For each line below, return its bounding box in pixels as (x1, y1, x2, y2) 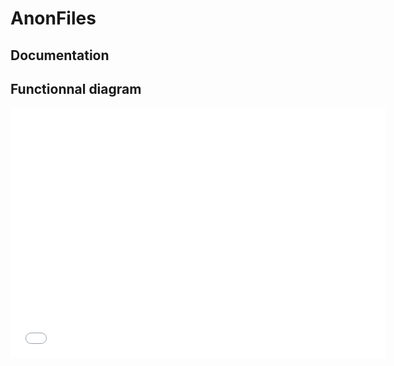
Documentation (10, 47, 110, 64)
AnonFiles (10, 7, 97, 30)
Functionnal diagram (10, 80, 142, 97)
